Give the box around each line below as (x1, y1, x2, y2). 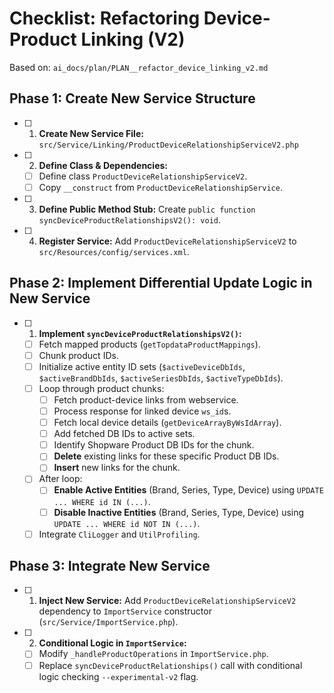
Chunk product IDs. (38, 349, 119, 361)
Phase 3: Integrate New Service (9, 558, 211, 575)
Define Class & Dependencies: (38, 159, 168, 171)
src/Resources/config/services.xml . (38, 245, 190, 257)
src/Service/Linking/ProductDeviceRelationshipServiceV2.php (38, 140, 299, 150)
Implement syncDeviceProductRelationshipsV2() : (38, 327, 242, 339)
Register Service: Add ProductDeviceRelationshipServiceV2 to (38, 235, 297, 247)
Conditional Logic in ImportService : (38, 637, 187, 649)
